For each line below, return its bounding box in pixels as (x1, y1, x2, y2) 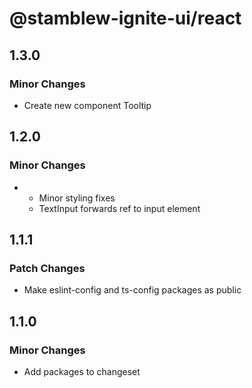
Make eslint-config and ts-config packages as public (23, 284, 242, 296)
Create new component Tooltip (23, 99, 152, 111)
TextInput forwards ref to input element (38, 202, 201, 214)
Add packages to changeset (23, 365, 141, 377)
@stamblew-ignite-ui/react (9, 7, 242, 30)
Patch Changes (9, 261, 86, 275)
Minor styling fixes (38, 192, 116, 204)
